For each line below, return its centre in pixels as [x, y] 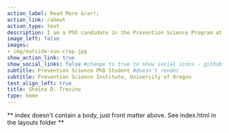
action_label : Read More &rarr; [53, 13]
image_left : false [33, 39]
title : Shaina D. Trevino [44, 89]
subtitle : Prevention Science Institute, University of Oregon [99, 77]
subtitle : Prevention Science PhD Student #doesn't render [93, 70]
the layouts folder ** [36, 122]
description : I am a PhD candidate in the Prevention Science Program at [115, 32]
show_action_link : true [41, 58]
